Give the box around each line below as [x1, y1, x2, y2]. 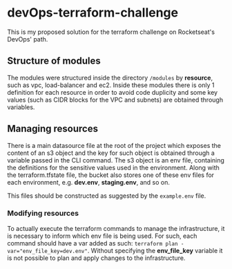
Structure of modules [7, 55, 101, 67]
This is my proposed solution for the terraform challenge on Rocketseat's [7, 28, 215, 36]
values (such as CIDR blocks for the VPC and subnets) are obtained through [7, 95, 223, 104]
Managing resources [7, 123, 99, 135]
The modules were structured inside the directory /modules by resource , [7, 73, 213, 82]
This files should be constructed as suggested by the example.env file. [7, 192, 206, 200]
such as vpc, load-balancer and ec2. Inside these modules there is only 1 [7, 81, 215, 89]
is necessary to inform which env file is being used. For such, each [7, 232, 197, 240]
